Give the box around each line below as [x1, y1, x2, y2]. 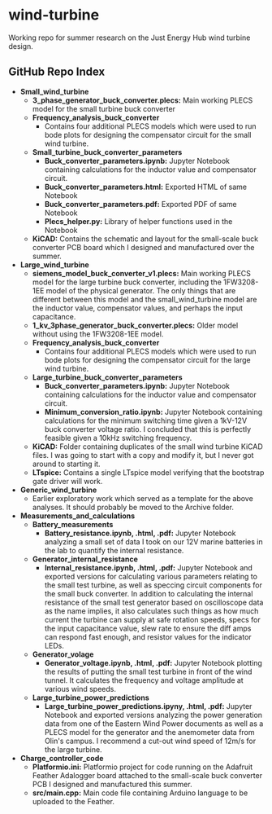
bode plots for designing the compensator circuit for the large [44, 354, 251, 364]
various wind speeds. [44, 684, 116, 693]
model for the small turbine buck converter [32, 103, 176, 113]
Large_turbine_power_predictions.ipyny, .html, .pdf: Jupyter [44, 701, 253, 711]
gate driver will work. [32, 476, 103, 486]
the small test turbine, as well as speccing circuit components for [44, 580, 262, 590]
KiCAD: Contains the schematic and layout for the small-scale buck [32, 234, 258, 244]
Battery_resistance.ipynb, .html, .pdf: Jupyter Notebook [44, 528, 237, 538]
